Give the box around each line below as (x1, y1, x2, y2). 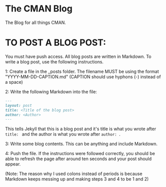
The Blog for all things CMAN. (5, 19, 66, 25)
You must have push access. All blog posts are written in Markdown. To (5, 53, 152, 59)
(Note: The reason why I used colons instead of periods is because (5, 171, 143, 177)
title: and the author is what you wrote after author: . (5, 131, 121, 137)
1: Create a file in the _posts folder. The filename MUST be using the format (5, 68, 159, 74)
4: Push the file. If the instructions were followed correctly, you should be (5, 151, 155, 157)
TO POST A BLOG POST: (5, 37, 106, 48)
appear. (5, 161, 21, 167)
